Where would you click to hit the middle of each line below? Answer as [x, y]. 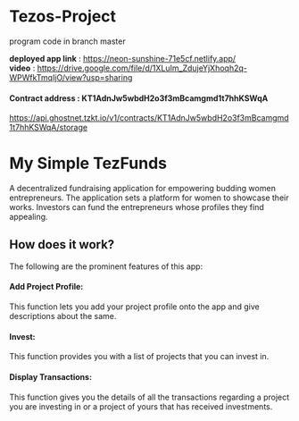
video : [22, 68]
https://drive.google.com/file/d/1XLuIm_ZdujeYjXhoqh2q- [142, 68]
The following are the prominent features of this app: [106, 266]
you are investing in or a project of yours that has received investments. [141, 406]
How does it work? [62, 244]
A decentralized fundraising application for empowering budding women [143, 189]
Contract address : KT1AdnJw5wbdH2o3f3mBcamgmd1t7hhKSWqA [139, 98]
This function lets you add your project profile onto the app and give [135, 307]
